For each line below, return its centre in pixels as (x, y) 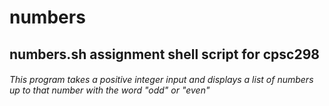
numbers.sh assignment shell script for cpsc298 (164, 54)
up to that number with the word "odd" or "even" (110, 90)
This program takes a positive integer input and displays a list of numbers (161, 80)
